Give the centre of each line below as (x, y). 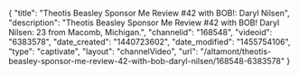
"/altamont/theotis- (236, 52)
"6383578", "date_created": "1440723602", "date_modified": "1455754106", (149, 42)
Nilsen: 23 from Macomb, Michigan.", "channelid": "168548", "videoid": (140, 32)
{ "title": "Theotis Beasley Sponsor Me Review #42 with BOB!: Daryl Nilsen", (149, 13)
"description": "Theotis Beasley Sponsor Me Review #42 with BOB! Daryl (144, 23)
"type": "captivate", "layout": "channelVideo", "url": (103, 52)
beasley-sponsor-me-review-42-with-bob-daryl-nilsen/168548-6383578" (147, 61)
